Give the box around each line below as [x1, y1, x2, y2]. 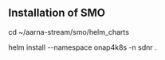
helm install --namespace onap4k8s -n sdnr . [8, 43, 157, 52]
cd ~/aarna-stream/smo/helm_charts [8, 27, 130, 36]
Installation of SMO [8, 6, 106, 20]
